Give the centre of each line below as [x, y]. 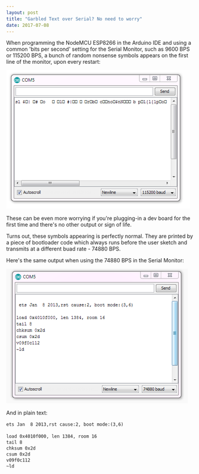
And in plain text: [27, 413]
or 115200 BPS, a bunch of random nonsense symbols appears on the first [97, 55]
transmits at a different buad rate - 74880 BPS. [63, 249]
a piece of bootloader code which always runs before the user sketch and [97, 243]
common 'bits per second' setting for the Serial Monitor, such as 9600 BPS [98, 49]
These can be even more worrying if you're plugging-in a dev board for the [98, 218]
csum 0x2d [18, 454]
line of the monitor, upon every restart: [53, 62]
